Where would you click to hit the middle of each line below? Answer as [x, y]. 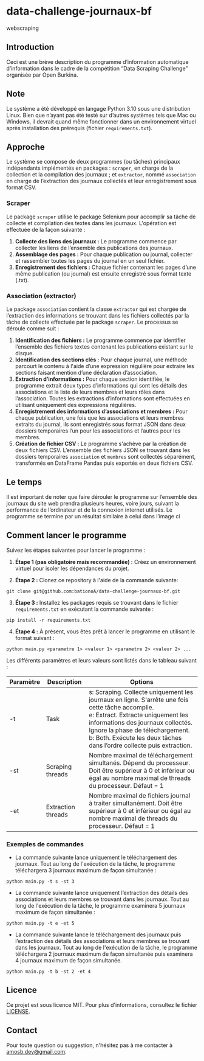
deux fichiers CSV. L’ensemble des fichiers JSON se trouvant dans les [102, 450]
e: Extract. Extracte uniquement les [139, 715]
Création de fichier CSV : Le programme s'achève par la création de [101, 444]
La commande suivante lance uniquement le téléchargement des [96, 857]
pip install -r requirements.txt [49, 620]
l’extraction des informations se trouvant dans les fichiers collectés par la [98, 315]
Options [142, 681]
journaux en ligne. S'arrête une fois [139, 700]
